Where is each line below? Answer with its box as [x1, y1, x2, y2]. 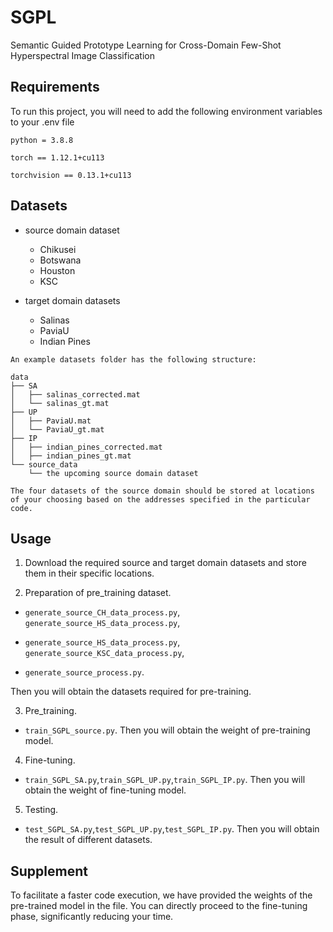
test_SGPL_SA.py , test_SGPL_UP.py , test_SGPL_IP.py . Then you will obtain [24, 823, 320, 835]
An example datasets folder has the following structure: [10, 354, 257, 365]
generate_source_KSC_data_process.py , [24, 647, 185, 659]
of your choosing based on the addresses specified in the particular [10, 494, 311, 505]
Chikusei [39, 243, 77, 255]
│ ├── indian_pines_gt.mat [10, 451, 132, 461]
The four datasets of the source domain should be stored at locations [10, 486, 315, 496]
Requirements [10, 79, 100, 96]
